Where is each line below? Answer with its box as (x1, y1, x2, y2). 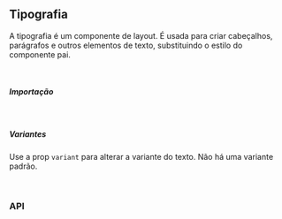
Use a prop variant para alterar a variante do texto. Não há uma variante (9, 151, 274, 162)
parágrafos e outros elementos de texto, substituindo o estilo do (9, 40, 243, 50)
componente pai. (9, 49, 71, 60)
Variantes (9, 129, 47, 140)
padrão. (9, 161, 38, 171)
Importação (9, 87, 54, 97)
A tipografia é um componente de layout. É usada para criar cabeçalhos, (9, 30, 273, 41)
